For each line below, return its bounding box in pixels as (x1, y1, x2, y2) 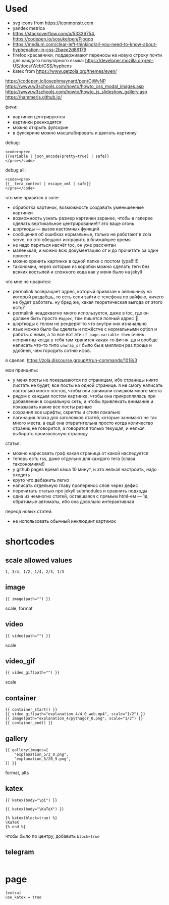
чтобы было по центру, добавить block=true (5, 833, 100, 839)
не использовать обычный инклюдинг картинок (12, 518, 116, 524)
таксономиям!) (12, 461, 45, 467)
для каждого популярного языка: (12, 57, 84, 63)
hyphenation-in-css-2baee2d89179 (12, 47, 87, 53)
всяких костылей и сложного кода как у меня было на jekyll (12, 268, 142, 275)
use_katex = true (5, 894, 42, 900)
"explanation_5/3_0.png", (14, 752, 69, 757)
